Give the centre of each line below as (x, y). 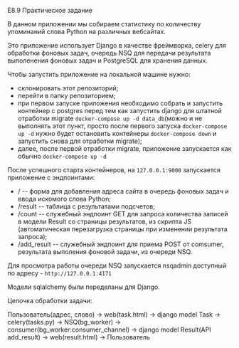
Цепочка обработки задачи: (50, 301)
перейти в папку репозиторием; (67, 96)
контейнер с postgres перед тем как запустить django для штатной (119, 111)
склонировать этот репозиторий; (68, 88)
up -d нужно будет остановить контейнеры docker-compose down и (117, 133)
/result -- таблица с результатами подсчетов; (86, 206)
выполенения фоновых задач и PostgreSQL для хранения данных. (108, 60)
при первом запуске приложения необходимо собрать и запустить (120, 103)
